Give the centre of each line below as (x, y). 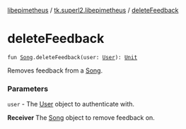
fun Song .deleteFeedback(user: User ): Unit (72, 57)
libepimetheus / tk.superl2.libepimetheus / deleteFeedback (93, 10)
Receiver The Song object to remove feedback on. (81, 118)
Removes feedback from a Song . (55, 70)
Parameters (28, 89)
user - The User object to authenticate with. (71, 104)
